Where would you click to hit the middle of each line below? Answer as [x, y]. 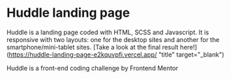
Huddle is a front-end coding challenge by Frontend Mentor [92, 68]
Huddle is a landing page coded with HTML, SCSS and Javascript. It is [108, 32]
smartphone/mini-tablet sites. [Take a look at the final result [93, 47]
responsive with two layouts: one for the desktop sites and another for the [113, 39]
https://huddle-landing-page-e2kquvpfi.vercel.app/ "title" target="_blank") [117, 55]
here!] [189, 47]
